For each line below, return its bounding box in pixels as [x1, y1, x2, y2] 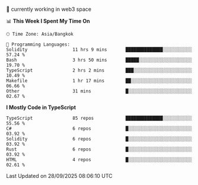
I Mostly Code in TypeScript [6, 104, 76, 111]
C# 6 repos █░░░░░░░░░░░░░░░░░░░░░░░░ [6, 126, 193, 132]
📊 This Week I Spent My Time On [6, 18, 90, 24]
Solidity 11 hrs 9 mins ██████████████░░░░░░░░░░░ [6, 47, 193, 53]
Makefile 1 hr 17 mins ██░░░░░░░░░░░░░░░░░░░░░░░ [6, 78, 193, 84]
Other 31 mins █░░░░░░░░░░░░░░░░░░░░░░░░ [6, 88, 193, 94]
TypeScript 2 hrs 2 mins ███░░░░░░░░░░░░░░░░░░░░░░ [6, 68, 193, 74]
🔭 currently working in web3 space [6, 6, 92, 12]
